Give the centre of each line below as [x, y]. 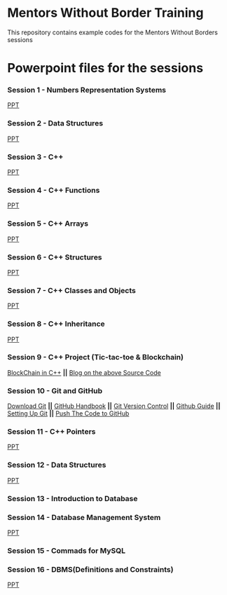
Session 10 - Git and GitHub [55, 390]
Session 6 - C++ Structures [55, 257]
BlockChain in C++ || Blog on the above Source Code [84, 372]
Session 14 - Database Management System [84, 517]
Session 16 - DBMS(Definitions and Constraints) [90, 569]
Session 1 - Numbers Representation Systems [87, 90]
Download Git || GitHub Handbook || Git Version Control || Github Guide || [114, 406]
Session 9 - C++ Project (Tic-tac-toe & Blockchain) [96, 357]
